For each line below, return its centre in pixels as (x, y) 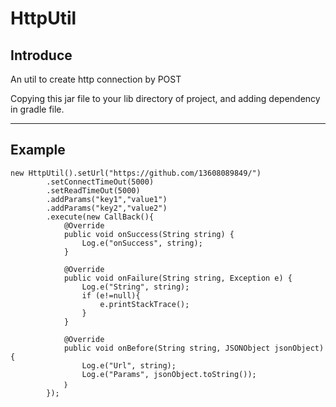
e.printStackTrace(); (144, 304)
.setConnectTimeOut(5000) (100, 182)
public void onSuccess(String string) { (149, 234)
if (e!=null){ (111, 295)
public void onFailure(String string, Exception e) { (178, 278)
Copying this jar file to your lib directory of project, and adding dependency (165, 98)
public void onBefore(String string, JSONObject (167, 348)
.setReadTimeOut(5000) (93, 190)
